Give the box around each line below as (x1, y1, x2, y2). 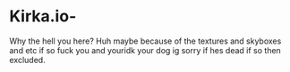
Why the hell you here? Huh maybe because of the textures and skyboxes (9, 36, 282, 46)
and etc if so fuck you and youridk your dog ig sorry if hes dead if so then (9, 44, 282, 55)
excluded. (9, 54, 47, 65)
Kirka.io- (9, 6, 77, 27)
